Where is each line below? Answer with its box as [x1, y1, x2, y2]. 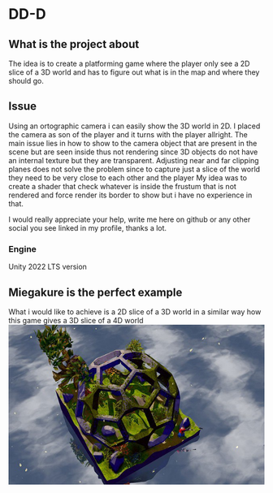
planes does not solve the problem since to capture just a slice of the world [8, 164, 261, 174]
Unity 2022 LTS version [8, 262, 88, 272]
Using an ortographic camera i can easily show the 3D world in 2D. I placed [8, 121, 261, 131]
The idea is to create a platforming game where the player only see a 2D [8, 58, 250, 68]
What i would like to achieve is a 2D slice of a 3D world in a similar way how [8, 306, 262, 317]
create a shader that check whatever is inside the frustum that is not [8, 181, 237, 191]
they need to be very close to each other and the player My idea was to [8, 172, 248, 183]
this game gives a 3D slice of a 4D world [8, 315, 144, 325]
